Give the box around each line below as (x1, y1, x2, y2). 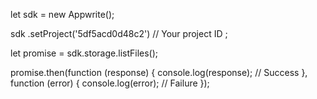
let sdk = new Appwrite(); (10, 9, 115, 20)
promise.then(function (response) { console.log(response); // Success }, (10, 67, 308, 78)
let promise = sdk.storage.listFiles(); (10, 47, 159, 59)
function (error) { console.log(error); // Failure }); (10, 77, 210, 89)
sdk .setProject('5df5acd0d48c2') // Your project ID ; (10, 28, 228, 39)
